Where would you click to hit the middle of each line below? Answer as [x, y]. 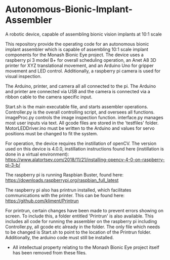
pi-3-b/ [13, 165]
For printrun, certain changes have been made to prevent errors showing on [84, 210]
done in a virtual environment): [37, 154]
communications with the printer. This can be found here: [65, 195]
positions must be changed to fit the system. [52, 133]
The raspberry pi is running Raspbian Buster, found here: [65, 175]
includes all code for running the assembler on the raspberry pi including [81, 221]
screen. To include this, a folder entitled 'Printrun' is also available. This [79, 216]
